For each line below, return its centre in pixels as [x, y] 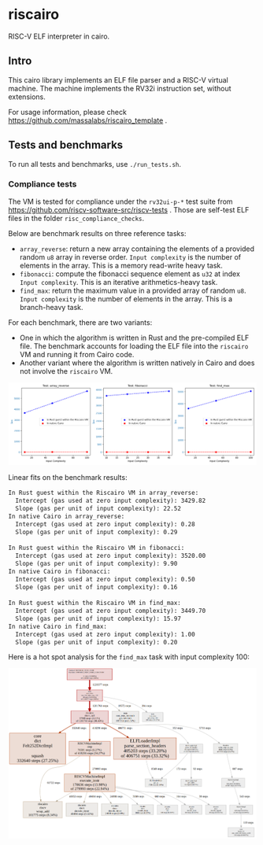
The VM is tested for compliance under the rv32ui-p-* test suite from [121, 201]
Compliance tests [43, 184]
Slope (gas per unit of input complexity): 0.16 [96, 587]
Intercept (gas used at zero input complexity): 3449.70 [111, 611]
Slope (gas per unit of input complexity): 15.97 [98, 618]
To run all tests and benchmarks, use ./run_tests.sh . [95, 164]
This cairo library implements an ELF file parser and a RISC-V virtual [118, 79]
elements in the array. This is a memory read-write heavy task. [121, 265]
